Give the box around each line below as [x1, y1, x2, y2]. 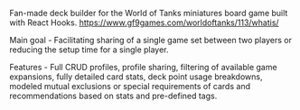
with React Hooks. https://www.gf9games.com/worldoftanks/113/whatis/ [9, 17, 279, 28]
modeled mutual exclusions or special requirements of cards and [9, 81, 251, 91]
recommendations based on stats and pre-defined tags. [9, 90, 218, 101]
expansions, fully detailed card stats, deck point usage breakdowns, [9, 71, 263, 82]
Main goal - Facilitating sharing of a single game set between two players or [9, 35, 292, 45]
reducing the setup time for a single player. [9, 44, 169, 55]
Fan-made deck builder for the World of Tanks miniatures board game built [9, 8, 288, 18]
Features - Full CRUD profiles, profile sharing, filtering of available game [9, 62, 277, 72]
